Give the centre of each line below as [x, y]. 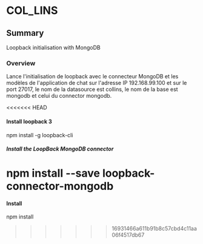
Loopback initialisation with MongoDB [54, 47]
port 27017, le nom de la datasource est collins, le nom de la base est [92, 89]
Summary [25, 33]
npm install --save [53, 173]
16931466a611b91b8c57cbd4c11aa [154, 229]
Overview [21, 63]
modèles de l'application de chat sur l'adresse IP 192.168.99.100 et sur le [97, 83]
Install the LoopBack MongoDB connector [60, 149]
